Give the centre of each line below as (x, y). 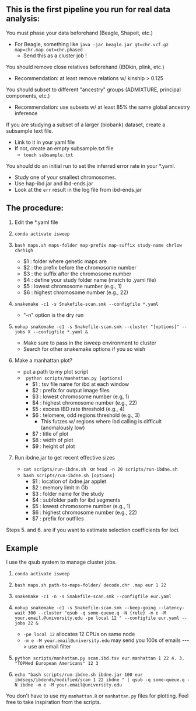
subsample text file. (30, 130)
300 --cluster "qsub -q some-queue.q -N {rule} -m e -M (97, 613)
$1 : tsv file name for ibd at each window (80, 384)
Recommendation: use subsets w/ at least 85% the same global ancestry (102, 107)
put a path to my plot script (56, 371)
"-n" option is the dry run (53, 315)
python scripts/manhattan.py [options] (74, 378)
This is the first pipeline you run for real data (88, 10)
